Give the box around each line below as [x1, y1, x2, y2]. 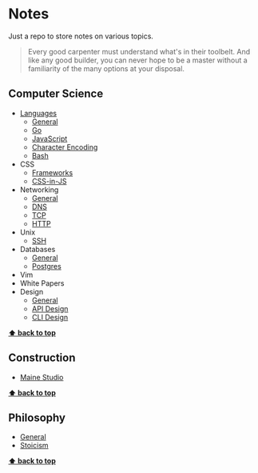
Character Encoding [31, 142, 98, 152]
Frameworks [31, 167, 73, 177]
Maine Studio [19, 372, 64, 382]
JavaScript [31, 134, 68, 143]
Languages [19, 108, 58, 118]
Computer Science [8, 87, 104, 101]
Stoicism [19, 441, 50, 451]
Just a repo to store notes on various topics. [8, 31, 154, 41]
